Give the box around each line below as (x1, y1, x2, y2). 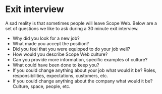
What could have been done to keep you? (12, 62, 99, 68)
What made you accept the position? (12, 40, 89, 46)
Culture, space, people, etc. (12, 83, 71, 89)
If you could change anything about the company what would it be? (12, 78, 153, 84)
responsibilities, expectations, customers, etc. (12, 72, 109, 78)
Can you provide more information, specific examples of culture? (12, 56, 148, 62)
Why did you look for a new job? (12, 35, 80, 41)
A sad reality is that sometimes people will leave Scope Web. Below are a (5, 20, 157, 26)
